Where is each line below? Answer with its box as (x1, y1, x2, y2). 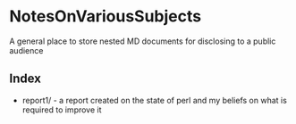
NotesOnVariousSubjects (9, 6, 202, 27)
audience (9, 45, 44, 55)
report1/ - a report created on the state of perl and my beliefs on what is (21, 95, 288, 105)
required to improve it (21, 104, 102, 115)
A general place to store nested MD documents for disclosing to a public (9, 36, 276, 46)
